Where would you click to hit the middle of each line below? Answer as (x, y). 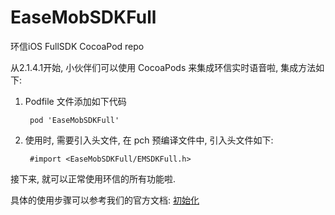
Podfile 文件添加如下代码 (75, 101)
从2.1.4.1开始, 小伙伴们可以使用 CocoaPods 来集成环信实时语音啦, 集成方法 (163, 67)
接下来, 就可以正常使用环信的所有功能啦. (93, 178)
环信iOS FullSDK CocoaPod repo (77, 46)
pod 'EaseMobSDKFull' (74, 120)
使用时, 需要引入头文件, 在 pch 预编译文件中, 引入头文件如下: (149, 140)
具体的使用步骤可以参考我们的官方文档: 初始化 (105, 200)
